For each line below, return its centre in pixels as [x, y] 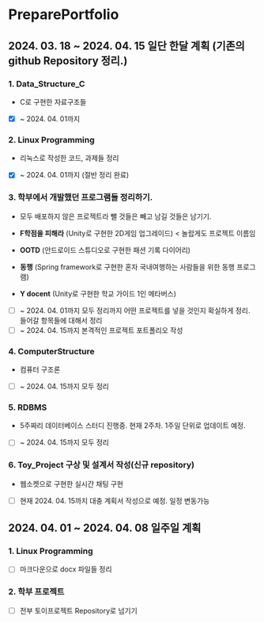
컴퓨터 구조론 [40, 369]
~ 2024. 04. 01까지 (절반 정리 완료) [74, 175]
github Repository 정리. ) [68, 61]
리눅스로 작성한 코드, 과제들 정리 [69, 158]
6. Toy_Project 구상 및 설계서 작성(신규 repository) [102, 465]
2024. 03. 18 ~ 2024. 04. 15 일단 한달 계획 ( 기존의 [126, 46]
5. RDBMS [28, 407]
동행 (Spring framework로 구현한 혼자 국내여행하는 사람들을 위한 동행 [127, 266]
